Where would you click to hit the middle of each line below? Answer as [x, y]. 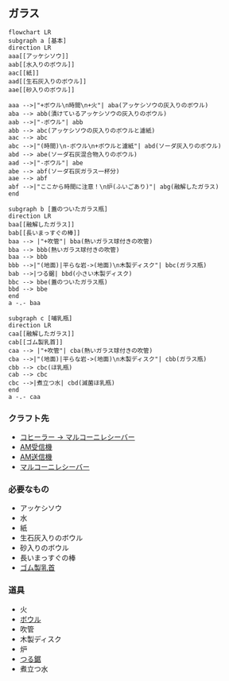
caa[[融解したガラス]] [42, 334]
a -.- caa [25, 397]
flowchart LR [30, 32]
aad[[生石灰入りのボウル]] [48, 81]
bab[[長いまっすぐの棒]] [45, 233]
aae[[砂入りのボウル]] [42, 90]
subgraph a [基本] [37, 41]
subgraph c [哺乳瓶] [41, 318]
